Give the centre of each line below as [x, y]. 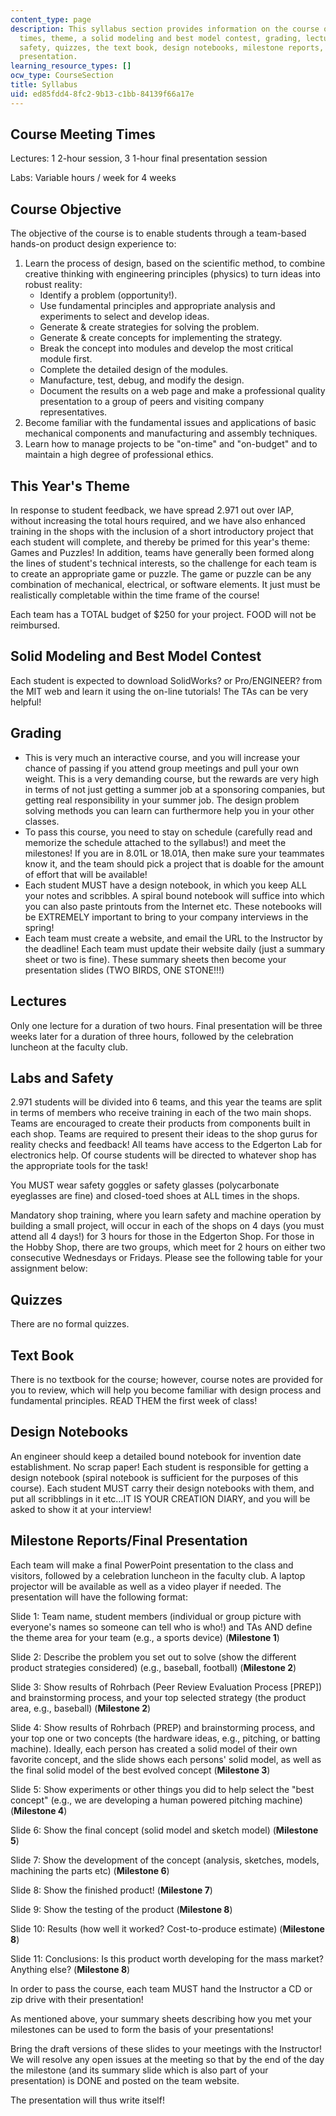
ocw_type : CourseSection [62, 76]
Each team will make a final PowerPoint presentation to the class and [152, 1565]
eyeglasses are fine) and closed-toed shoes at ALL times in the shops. [155, 1196]
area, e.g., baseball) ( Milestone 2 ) [81, 1708]
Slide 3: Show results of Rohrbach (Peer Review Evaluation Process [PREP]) [166, 1687]
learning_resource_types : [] [71, 66]
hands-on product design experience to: [93, 244]
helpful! [26, 702]
